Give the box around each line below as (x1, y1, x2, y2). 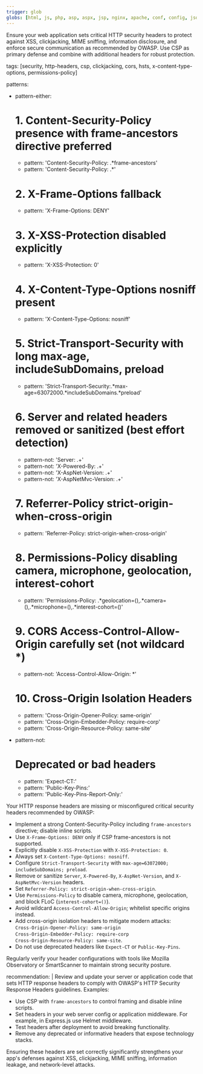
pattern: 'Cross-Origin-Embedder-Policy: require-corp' (24, 718, 161, 725)
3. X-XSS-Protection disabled (14, 228, 167, 242)
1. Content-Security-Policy (14, 113, 152, 127)
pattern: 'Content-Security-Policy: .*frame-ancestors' (24, 159, 158, 167)
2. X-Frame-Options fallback (14, 187, 162, 201)
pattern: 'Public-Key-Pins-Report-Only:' (24, 790, 123, 798)
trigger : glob (6, 8, 42, 15)
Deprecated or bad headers (14, 758, 156, 771)
